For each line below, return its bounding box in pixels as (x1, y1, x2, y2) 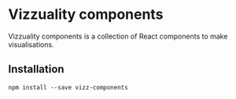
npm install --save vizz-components (8, 83, 128, 91)
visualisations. (8, 39, 54, 49)
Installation (8, 63, 65, 76)
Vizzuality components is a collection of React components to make (8, 31, 228, 41)
